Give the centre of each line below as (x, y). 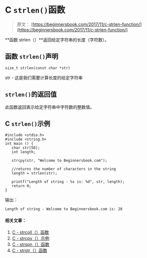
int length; (24, 152)
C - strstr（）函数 (30, 250)
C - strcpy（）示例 (31, 238)
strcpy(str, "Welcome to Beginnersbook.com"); (59, 161)
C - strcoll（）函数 (31, 232)
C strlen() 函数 (35, 10)
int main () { (19, 144)
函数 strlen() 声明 (32, 56)
